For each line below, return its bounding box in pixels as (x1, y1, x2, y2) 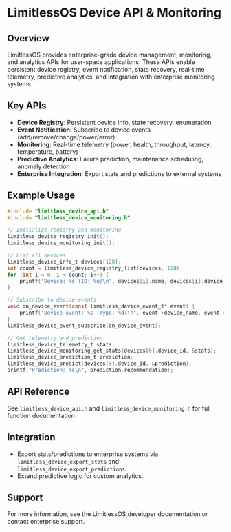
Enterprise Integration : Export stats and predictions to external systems (16, 169, 222, 177)
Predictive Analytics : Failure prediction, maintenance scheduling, (16, 155, 204, 163)
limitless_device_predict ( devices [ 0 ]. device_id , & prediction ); (7, 360, 192, 367)
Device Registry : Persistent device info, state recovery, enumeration (16, 118, 212, 126)
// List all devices (7, 252, 67, 259)
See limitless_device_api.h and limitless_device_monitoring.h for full (7, 404, 211, 412)
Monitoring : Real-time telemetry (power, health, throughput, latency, (16, 140, 212, 148)
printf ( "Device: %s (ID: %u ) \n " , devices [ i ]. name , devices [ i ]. (19, 277, 205, 284)
